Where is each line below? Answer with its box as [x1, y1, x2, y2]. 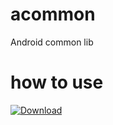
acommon [10, 3, 96, 26]
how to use [10, 71, 104, 94]
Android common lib [10, 36, 94, 48]
